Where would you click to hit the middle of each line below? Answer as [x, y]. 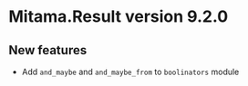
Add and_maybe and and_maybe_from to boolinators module [130, 72]
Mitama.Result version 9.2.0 [119, 17]
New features [48, 50]
